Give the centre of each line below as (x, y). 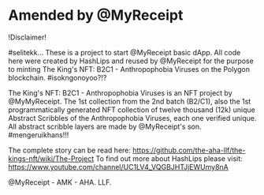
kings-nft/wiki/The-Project (51, 158)
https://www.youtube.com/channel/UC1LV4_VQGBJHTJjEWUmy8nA (118, 167)
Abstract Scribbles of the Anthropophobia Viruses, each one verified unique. (132, 118)
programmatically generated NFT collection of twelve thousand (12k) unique (132, 110)
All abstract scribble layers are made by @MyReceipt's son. (105, 126)
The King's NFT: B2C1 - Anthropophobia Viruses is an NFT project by (120, 92)
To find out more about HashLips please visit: (169, 158)
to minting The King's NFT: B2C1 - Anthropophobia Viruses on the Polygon (129, 69)
